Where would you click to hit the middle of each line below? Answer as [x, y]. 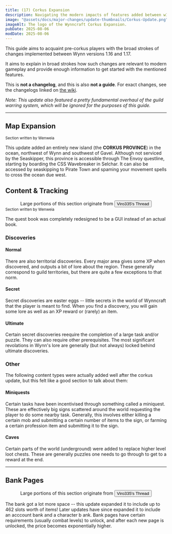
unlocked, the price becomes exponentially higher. [59, 526]
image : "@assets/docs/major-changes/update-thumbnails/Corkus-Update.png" [87, 19]
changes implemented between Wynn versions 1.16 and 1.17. [68, 54]
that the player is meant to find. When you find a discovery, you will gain [81, 306]
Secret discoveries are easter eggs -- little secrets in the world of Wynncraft [86, 301]
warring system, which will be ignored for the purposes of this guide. [78, 105]
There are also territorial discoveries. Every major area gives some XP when [85, 261]
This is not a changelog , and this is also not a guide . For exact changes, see [86, 84]
